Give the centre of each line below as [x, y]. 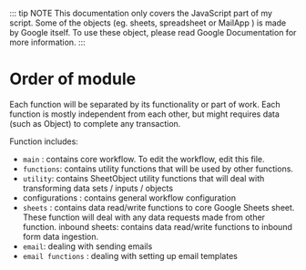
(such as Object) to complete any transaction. [95, 123]
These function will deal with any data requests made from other [144, 217]
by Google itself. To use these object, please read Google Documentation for [153, 32]
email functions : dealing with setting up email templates [130, 255]
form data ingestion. [61, 236]
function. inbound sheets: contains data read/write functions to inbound [158, 226]
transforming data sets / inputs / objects [98, 188]
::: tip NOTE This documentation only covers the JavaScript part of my [141, 13]
